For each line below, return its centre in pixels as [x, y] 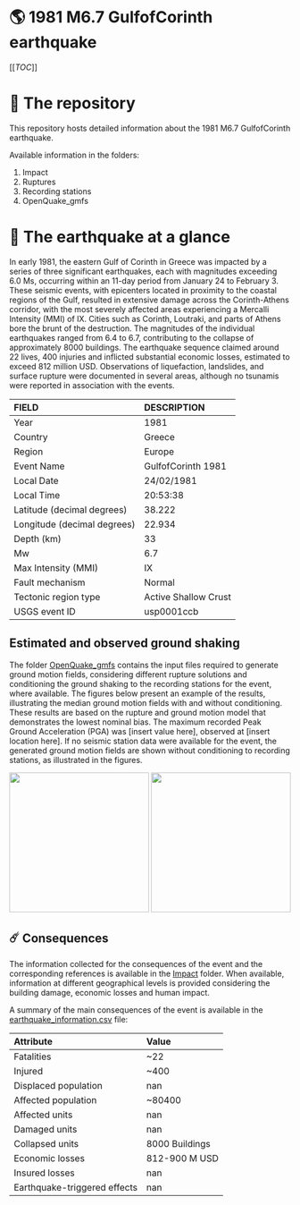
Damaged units [46, 1130]
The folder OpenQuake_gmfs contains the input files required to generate [144, 665]
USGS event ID [45, 611]
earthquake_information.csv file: [69, 1020]
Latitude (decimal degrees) [71, 509]
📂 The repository [72, 103]
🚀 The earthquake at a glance [120, 237]
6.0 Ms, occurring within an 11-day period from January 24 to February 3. [144, 280]
